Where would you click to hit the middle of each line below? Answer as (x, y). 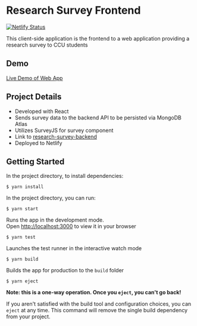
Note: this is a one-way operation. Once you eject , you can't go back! (94, 293)
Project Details (34, 97)
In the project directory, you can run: (51, 198)
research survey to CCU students (47, 45)
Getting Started (35, 162)
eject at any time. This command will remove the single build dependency (97, 310)
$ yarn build (22, 259)
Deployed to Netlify (38, 143)
